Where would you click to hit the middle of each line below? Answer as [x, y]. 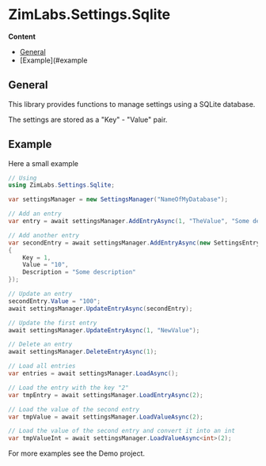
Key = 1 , [37, 258]
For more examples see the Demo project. [76, 453]
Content [22, 36]
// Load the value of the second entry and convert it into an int [122, 431]
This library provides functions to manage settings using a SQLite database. [132, 104]
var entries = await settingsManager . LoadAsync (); [93, 373]
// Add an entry [35, 214]
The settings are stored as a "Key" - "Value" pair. [88, 119]
